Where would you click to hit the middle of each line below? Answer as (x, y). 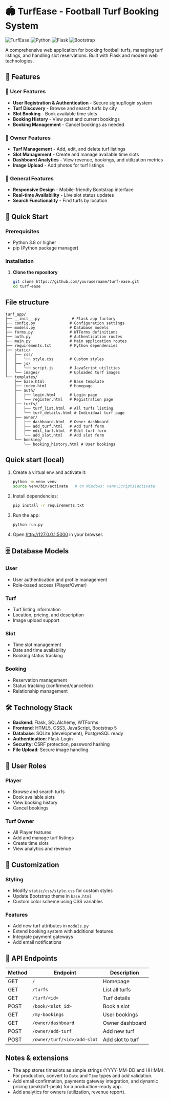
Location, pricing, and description (48, 615)
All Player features (32, 833)
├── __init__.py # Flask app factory (60, 319)
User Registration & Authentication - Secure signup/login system (82, 102)
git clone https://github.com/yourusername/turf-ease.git (76, 282)
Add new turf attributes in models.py (51, 926)
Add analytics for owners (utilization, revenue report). (69, 1092)
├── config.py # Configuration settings (65, 323)
